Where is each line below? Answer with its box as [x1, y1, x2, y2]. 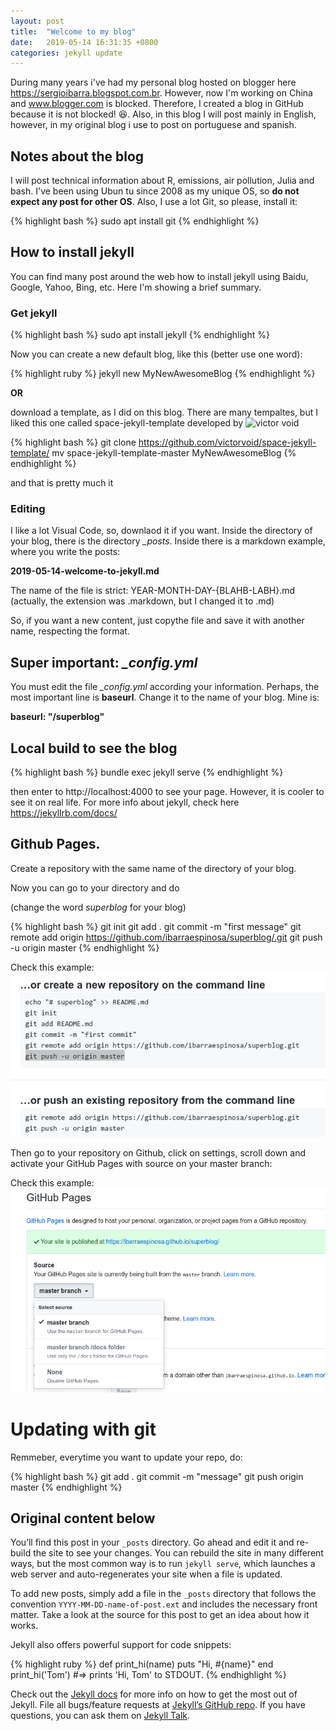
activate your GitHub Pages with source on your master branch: [10, 1158, 273, 1170]
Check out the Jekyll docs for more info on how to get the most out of [10, 1688, 298, 1700]
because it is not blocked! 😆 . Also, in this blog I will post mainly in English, [10, 108, 317, 120]
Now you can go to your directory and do [10, 881, 180, 894]
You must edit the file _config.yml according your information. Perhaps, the [10, 681, 320, 693]
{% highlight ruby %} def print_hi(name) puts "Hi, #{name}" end [10, 1658, 274, 1670]
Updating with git [10, 1418, 157, 1440]
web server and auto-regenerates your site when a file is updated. [10, 1568, 283, 1580]
